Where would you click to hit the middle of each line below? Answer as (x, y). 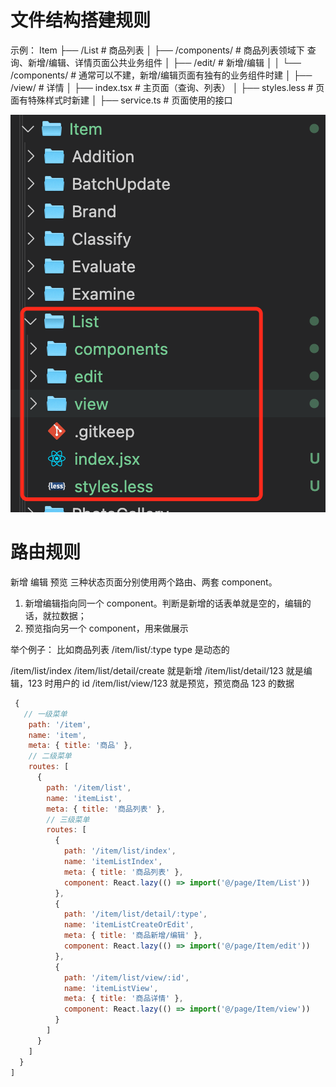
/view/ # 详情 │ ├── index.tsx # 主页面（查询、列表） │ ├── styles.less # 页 (167, 87)
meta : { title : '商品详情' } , (123, 999)
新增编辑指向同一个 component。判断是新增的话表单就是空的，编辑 (163, 603)
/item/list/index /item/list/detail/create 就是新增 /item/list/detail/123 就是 (157, 670)
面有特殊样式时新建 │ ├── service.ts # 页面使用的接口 (121, 100)
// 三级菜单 (68, 819)
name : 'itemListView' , (111, 988)
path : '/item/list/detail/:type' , (135, 914)
